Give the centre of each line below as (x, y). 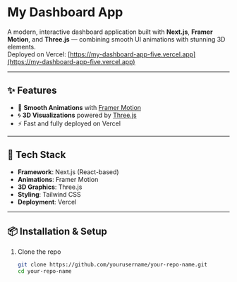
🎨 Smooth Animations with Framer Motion (79, 107)
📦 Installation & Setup (57, 231)
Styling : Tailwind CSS (49, 194)
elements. (22, 47)
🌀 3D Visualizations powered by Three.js (77, 115)
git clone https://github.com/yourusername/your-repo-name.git (113, 265)
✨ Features (32, 91)
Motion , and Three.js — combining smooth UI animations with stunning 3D (116, 39)
